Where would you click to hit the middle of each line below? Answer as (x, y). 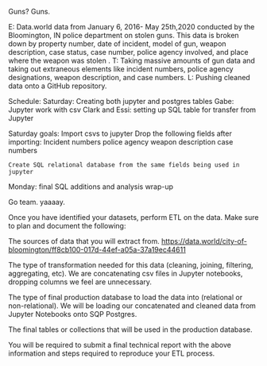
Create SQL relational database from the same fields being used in (124, 165)
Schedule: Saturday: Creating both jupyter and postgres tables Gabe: (121, 101)
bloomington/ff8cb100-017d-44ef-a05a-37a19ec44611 (97, 250)
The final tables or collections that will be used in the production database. (130, 329)
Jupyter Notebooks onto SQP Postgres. (73, 314)
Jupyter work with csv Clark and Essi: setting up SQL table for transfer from (132, 110)
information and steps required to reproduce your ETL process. (112, 353)
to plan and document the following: (67, 226)
